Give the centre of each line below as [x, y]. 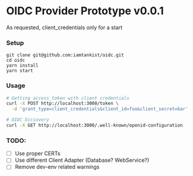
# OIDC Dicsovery [28, 120]
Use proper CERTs [38, 153]
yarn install [22, 66]
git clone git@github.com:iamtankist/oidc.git [65, 55]
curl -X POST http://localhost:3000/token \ [62, 103]
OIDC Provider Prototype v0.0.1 [85, 11]
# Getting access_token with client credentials [68, 98]
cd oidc [16, 61]
